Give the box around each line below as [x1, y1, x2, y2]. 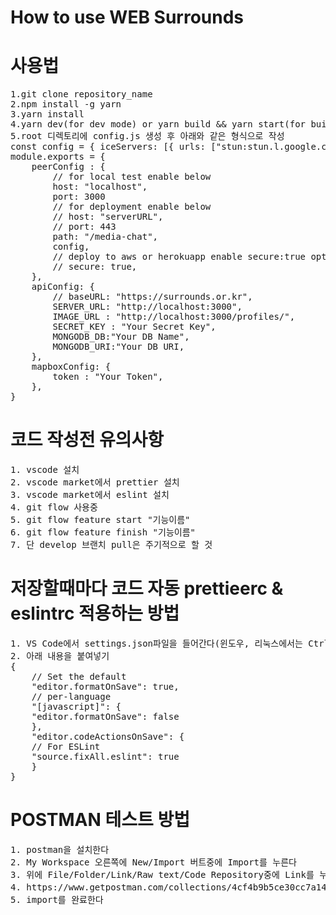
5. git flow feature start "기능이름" [10, 514, 191, 526]
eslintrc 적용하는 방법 [10, 602, 180, 625]
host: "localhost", [52, 181, 148, 193]
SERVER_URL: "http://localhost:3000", [52, 301, 243, 313]
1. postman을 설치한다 [10, 844, 110, 855]
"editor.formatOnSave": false [31, 711, 180, 722]
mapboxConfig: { [31, 361, 112, 373]
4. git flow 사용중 [10, 502, 98, 513]
